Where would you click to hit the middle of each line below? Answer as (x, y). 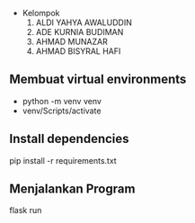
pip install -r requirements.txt (63, 160)
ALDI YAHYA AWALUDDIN (84, 22)
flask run (26, 210)
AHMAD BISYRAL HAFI (78, 51)
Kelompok (41, 13)
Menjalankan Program (72, 189)
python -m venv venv (62, 101)
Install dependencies (69, 139)
